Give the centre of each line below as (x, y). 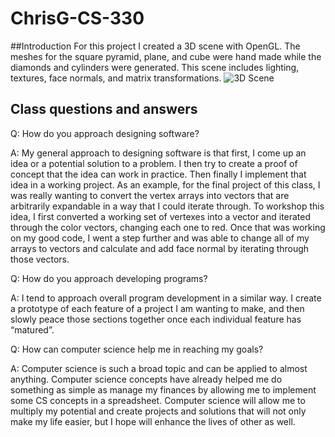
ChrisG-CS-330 (77, 18)
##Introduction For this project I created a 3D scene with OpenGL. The (155, 46)
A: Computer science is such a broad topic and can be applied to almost (159, 368)
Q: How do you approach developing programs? (109, 278)
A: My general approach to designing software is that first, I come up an (158, 153)
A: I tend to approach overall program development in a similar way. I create (166, 298)
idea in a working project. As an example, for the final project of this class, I (165, 184)
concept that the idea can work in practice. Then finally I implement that (158, 174)
